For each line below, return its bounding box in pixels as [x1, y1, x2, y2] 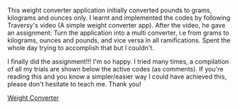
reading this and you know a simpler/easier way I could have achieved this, [7, 72, 227, 81]
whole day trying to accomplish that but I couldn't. [7, 44, 155, 52]
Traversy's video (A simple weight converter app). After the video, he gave [7, 21, 226, 29]
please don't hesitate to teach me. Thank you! [7, 80, 142, 88]
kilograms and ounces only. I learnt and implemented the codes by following [7, 13, 231, 22]
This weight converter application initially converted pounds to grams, [7, 6, 212, 14]
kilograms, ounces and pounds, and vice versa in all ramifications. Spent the [7, 36, 231, 45]
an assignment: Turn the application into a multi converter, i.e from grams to [7, 28, 229, 37]
